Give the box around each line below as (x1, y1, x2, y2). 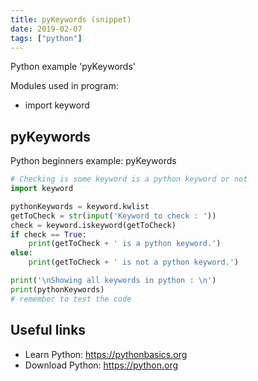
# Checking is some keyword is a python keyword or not (10, 174, 248, 185)
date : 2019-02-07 (10, 24, 83, 34)
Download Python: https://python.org (24, 359, 179, 371)
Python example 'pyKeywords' (10, 61, 136, 73)
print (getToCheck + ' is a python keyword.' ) (28, 239, 222, 249)
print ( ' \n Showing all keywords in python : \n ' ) (10, 276, 217, 286)
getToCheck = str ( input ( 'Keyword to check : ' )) (10, 211, 217, 221)
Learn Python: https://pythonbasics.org (24, 348, 188, 360)
